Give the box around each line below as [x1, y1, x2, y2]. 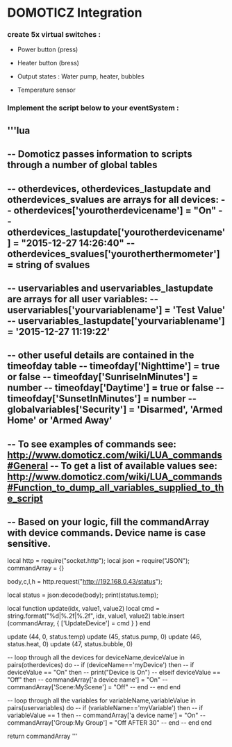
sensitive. [7, 538, 51, 550]
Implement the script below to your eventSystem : [7, 103, 179, 113]
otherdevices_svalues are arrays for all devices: [7, 193, 219, 206]
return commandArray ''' [7, 732, 78, 740]
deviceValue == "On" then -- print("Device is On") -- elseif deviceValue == [7, 668, 221, 676]
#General [7, 460, 49, 472]
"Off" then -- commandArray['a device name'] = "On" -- [7, 675, 168, 684]
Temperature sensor [17, 85, 76, 95]
